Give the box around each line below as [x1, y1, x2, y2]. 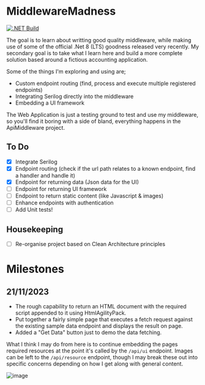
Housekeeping [6, 224, 63, 234]
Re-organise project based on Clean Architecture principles [15, 241, 166, 247]
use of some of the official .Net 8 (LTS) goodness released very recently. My [6, 43, 199, 50]
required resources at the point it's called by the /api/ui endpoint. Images [6, 347, 193, 354]
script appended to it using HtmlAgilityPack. [15, 309, 127, 316]
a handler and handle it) [15, 171, 75, 179]
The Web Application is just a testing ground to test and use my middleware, [6, 111, 199, 118]
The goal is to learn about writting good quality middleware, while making [6, 36, 192, 43]
